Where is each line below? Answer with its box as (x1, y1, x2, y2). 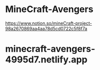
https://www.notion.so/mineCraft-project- (5, 20, 92, 26)
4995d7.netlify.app (5, 54, 87, 65)
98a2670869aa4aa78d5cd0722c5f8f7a (5, 25, 87, 31)
